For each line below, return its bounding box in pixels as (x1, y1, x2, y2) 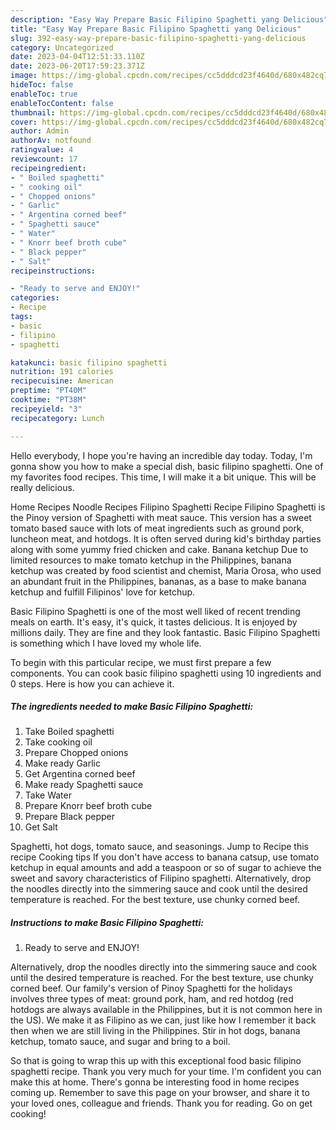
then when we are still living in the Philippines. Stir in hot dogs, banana (10, 1025, 301, 1037)
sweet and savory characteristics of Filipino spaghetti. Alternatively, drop (10, 872, 312, 885)
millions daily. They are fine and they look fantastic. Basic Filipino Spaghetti (10, 626, 321, 638)
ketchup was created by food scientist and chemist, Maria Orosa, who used (10, 564, 322, 576)
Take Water (24, 789, 72, 801)
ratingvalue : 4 (10, 145, 74, 155)
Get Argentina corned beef (24, 768, 136, 780)
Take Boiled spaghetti (24, 726, 115, 738)
